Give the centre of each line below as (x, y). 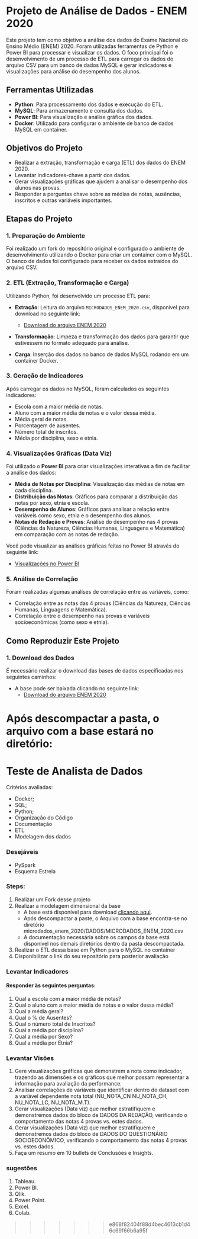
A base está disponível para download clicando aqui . (88, 912)
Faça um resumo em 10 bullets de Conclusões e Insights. (84, 1153)
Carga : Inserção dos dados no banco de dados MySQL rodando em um (102, 354)
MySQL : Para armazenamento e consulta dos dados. (79, 110)
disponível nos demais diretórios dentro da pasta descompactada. (104, 943)
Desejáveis (22, 852)
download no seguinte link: (48, 313)
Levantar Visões (30, 1058)
